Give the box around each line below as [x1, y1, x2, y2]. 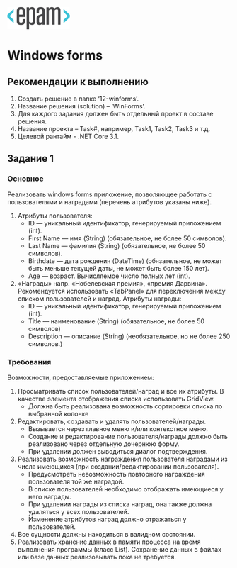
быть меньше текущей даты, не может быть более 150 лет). [28, 264, 210, 272]
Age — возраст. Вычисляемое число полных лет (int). [28, 272, 191, 280]
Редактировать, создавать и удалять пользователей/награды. [17, 417, 207, 425]
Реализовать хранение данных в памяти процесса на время [17, 538, 201, 546]
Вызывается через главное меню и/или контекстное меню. [28, 424, 209, 433]
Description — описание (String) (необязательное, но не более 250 [28, 332, 231, 340]
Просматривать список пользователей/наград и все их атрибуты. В [17, 386, 224, 395]
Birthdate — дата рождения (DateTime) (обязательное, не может [28, 256, 223, 265]
